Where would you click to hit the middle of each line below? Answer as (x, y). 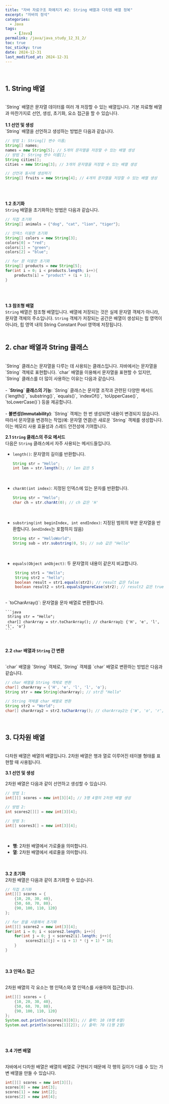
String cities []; (23, 160)
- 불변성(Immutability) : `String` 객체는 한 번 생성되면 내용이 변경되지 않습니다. (82, 413)
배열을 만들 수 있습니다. (33, 1073)
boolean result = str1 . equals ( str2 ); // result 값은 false (77, 582)
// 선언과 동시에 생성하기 (28, 173)
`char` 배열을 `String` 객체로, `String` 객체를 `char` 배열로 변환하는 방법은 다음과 (84, 667)
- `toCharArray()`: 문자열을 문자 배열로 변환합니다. (55, 603)
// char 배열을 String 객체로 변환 (38, 683)
